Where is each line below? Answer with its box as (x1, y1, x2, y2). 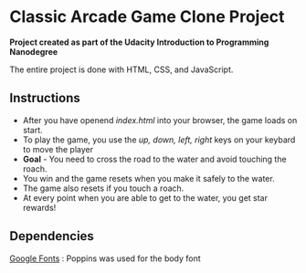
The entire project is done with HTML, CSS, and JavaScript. (9, 64, 234, 75)
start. (22, 124, 43, 135)
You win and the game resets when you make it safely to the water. (22, 173, 276, 184)
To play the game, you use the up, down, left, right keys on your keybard (22, 134, 296, 145)
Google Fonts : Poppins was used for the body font (9, 253, 201, 264)
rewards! (22, 202, 57, 213)
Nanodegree (9, 46, 58, 57)
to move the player (22, 143, 94, 154)
